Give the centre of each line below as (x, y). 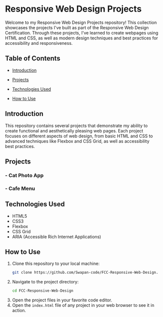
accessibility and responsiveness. (39, 43)
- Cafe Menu (20, 188)
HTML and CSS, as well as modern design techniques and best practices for (81, 38)
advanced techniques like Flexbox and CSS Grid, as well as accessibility (77, 141)
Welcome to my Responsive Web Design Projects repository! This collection (81, 22)
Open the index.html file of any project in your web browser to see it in (83, 305)
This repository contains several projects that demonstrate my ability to (76, 126)
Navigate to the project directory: (45, 282)
